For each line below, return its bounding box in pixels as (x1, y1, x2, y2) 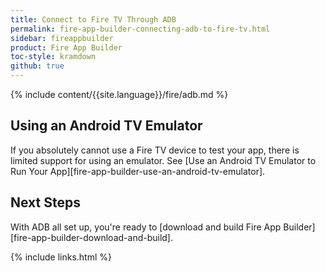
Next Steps (10, 194, 81, 211)
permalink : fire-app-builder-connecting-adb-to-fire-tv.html (10, 24, 271, 34)
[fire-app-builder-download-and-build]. (10, 231, 174, 243)
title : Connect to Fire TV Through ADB (10, 14, 177, 25)
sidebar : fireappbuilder (10, 33, 114, 43)
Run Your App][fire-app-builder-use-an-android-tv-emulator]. (10, 165, 266, 177)
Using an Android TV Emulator (10, 117, 203, 135)
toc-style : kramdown (10, 52, 97, 62)
